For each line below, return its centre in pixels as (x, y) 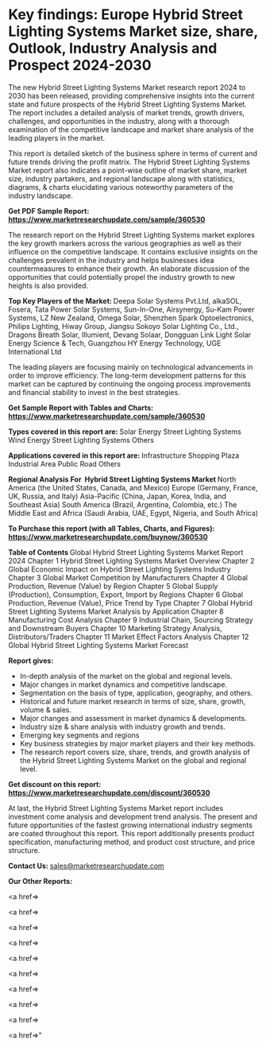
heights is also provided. (48, 285)
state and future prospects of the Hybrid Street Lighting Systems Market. (128, 104)
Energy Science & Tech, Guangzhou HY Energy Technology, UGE (115, 343)
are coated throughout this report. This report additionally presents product (131, 833)
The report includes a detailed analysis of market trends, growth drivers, (126, 112)
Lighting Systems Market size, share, (133, 31)
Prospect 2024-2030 (80, 66)
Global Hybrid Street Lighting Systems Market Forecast (98, 645)
